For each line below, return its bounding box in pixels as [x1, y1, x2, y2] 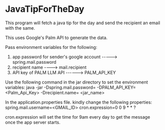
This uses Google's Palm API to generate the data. [5, 35, 108, 41]
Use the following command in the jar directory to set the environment [5, 79, 148, 85]
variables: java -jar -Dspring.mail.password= [5, 84, 96, 90]
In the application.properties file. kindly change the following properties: [5, 99, 152, 105]
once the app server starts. [5, 119, 60, 125]
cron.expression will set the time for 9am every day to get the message [5, 114, 150, 120]
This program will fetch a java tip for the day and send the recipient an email [5, 20, 160, 26]
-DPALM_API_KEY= [97, 84, 136, 90]
